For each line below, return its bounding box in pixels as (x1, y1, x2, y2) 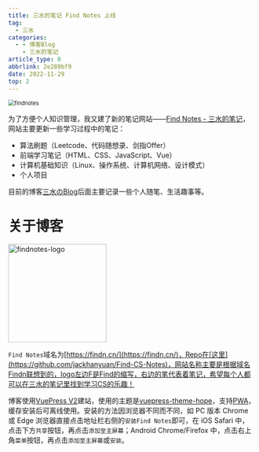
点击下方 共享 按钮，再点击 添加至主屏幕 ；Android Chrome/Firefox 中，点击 (8, 426, 238, 435)
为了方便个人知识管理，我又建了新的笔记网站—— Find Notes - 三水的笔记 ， (8, 113, 250, 123)
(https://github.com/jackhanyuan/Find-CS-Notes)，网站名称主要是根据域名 (8, 360, 251, 369)
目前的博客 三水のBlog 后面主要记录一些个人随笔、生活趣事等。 (8, 187, 209, 196)
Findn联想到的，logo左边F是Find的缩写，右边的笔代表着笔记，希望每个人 (8, 369, 245, 379)
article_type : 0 (8, 56, 61, 64)
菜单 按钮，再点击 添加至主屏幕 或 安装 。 (15, 435, 129, 445)
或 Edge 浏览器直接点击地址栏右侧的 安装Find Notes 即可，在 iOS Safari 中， (8, 416, 250, 425)
